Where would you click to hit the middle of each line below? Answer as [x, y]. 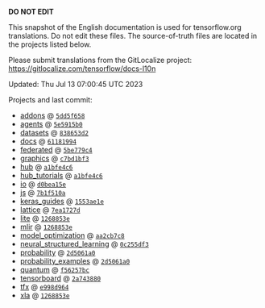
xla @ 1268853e [45, 295]
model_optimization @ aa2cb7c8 [72, 235]
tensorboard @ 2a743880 [60, 278]
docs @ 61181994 [48, 141]
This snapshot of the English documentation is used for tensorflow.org [125, 27]
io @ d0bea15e [43, 184]
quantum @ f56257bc [55, 270]
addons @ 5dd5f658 [52, 115]
